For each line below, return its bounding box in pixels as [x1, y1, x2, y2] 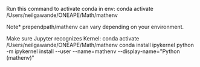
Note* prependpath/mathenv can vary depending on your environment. [6, 24, 184, 30]
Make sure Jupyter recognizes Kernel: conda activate [6, 35, 140, 42]
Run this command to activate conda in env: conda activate [6, 5, 154, 12]
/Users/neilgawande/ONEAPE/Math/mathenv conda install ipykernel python [6, 42, 195, 48]
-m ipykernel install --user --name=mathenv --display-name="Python [6, 48, 180, 55]
